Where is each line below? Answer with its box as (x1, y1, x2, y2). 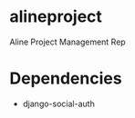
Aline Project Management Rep (9, 36, 126, 47)
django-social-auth (22, 98, 96, 109)
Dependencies (9, 68, 122, 89)
